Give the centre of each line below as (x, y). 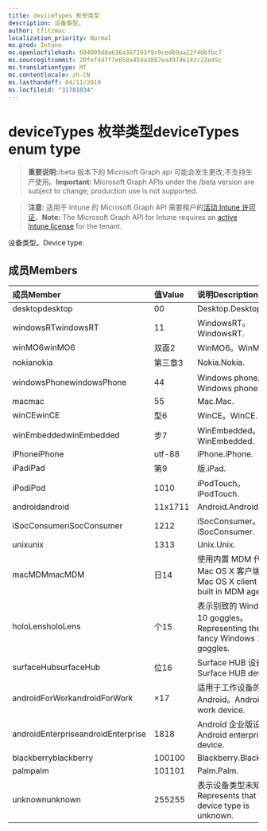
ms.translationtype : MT (48, 68)
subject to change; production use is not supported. (113, 191)
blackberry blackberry (53, 758)
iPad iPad (29, 468)
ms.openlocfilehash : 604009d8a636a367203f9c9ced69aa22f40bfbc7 (115, 53)
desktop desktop (43, 309)
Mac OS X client (227, 582)
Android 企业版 (225, 724)
